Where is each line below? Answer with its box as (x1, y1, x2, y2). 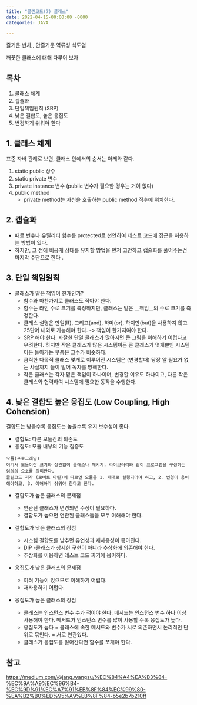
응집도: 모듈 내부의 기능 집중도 (14, 443, 84, 450)
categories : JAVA (6, 19, 49, 25)
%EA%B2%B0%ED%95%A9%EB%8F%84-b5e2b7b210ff (6, 693, 147, 700)
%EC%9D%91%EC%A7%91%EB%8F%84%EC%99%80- (6, 686, 146, 693)
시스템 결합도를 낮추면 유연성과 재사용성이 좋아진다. (23, 537, 142, 544)
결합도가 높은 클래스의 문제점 (14, 492, 81, 499)
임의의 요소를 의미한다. (6, 468, 55, 474)
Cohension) (6, 406, 50, 417)
